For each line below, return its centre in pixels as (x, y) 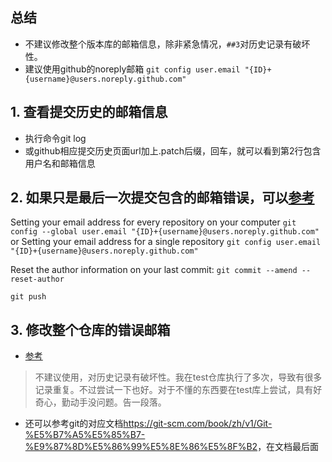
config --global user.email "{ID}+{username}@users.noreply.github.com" (165, 232)
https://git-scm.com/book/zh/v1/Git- (198, 424)
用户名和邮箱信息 (60, 163)
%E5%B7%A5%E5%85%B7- (85, 435)
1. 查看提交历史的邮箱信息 (89, 112)
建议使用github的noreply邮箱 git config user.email (132, 69)
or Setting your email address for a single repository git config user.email (166, 242)
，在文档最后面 (288, 447)
